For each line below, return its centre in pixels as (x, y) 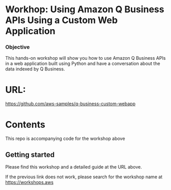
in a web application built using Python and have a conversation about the (83, 64)
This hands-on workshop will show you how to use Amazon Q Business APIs (85, 58)
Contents (25, 124)
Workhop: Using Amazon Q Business (85, 9)
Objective (18, 47)
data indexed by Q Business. (35, 69)
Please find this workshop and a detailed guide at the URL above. (74, 167)
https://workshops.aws (30, 182)
